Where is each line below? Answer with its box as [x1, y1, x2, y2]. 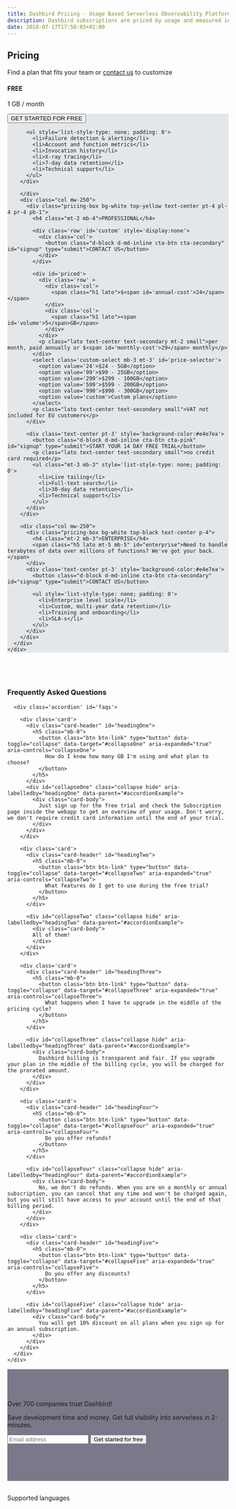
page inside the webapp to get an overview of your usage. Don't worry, [7, 808, 225, 815]
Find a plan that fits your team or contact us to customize [7, 68, 173, 77]
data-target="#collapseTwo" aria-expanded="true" [63, 870, 212, 877]
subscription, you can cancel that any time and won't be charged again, [7, 1190, 228, 1197]
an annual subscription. [7, 1325, 80, 1332]
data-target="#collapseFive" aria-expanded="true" [63, 1258, 216, 1265]
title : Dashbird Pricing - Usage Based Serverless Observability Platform [7, 10, 231, 18]
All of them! [32, 931, 71, 938]
